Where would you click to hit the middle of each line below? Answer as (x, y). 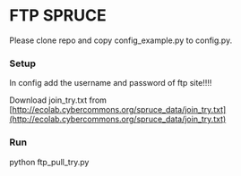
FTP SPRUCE (58, 16)
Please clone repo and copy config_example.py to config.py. (121, 40)
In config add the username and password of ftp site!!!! (111, 83)
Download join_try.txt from (58, 100)
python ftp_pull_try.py (49, 162)
